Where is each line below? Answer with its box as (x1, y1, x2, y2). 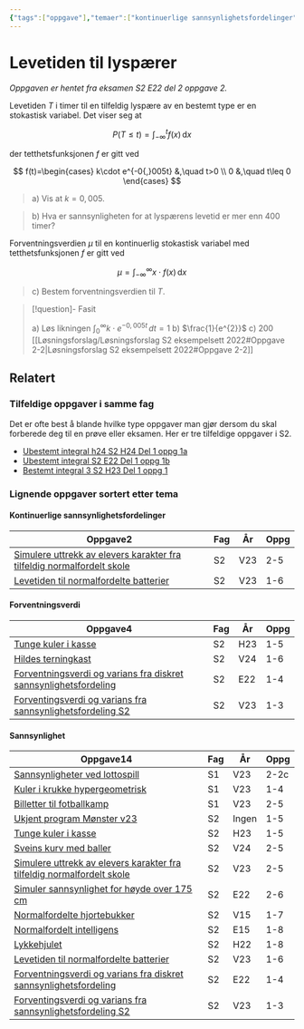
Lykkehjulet (14, 938, 62, 951)
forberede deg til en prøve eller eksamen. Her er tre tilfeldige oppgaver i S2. (9, 428, 292, 439)
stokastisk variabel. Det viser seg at (9, 110, 142, 121)
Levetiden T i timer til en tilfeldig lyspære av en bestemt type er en (9, 100, 257, 111)
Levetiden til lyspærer (9, 52, 177, 73)
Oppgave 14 (80, 753, 133, 766)
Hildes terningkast (14, 652, 92, 665)
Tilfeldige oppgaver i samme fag (9, 398, 155, 411)
